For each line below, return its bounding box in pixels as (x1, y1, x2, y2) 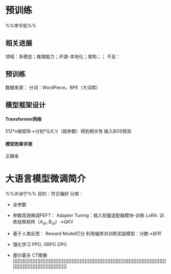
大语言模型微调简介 (5, 173, 86, 184)
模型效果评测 (5, 141, 32, 147)
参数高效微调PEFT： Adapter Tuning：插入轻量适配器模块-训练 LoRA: (12, 212, 159, 218)
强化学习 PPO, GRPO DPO (12, 241, 67, 247)
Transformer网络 (5, 116, 42, 122)
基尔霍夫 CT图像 (12, 252, 47, 258)
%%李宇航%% (5, 22, 37, 29)
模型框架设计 (5, 101, 46, 109)
